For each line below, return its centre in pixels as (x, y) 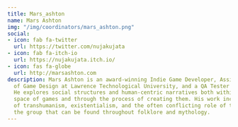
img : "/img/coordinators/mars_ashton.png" (71, 27)
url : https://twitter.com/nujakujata (69, 47)
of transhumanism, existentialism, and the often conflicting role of (120, 106)
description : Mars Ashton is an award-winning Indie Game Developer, (112, 79)
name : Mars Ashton (34, 20)
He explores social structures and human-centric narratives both (114, 92)
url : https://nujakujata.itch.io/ (64, 60)
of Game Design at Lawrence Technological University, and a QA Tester (122, 86)
